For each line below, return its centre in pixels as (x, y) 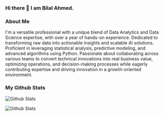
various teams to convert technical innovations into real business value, (79, 59)
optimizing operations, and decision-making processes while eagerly (76, 64)
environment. (19, 75)
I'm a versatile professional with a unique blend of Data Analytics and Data (82, 32)
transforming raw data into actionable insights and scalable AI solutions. (80, 43)
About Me (18, 21)
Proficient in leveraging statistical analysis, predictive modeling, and (75, 48)
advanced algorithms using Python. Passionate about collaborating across (82, 53)
